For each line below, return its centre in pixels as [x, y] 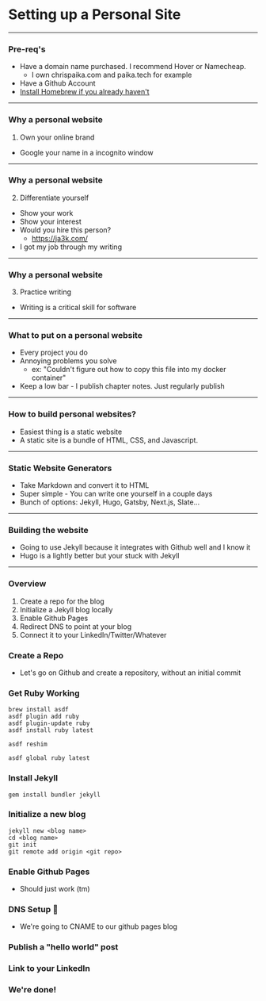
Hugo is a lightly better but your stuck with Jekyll [99, 556]
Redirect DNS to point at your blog [76, 626]
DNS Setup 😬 [33, 910]
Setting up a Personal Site [95, 15]
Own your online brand [57, 137]
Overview [27, 584]
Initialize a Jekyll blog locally [66, 609]
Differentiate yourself [54, 198]
